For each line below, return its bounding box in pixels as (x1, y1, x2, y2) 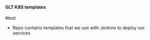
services (12, 30, 31, 36)
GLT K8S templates (5, 4, 46, 10)
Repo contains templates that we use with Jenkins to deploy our (12, 25, 145, 31)
